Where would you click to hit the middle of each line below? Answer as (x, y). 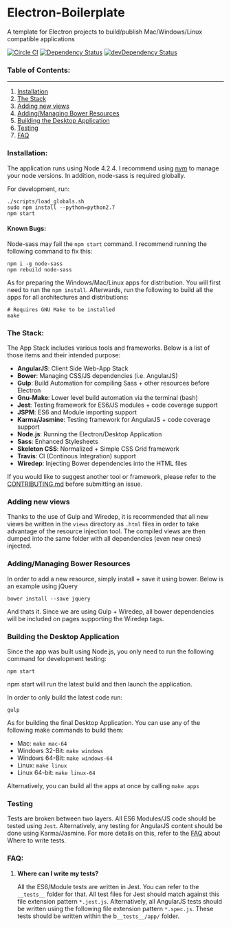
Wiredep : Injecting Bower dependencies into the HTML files (102, 464)
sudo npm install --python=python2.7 (61, 208)
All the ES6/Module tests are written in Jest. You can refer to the (108, 886)
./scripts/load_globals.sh (46, 201)
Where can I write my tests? (58, 873)
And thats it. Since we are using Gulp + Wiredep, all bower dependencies (111, 611)
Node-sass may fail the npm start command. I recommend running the (107, 244)
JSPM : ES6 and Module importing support (77, 412)
